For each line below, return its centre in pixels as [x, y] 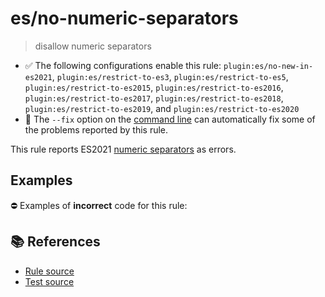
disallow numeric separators [93, 46]
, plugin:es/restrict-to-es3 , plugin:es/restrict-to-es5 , [170, 76]
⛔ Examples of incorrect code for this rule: [99, 205]
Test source [49, 281]
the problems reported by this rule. [96, 129]
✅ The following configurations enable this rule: [123, 65]
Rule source [49, 271]
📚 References [55, 242]
